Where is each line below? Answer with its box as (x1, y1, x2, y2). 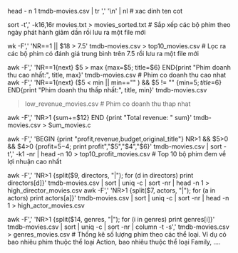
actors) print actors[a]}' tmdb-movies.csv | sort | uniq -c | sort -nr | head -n (7, 194, 229, 202)
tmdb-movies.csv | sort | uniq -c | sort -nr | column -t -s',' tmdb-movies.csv (7, 222, 229, 231)
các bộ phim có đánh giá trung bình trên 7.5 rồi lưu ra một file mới (7, 50, 200, 58)
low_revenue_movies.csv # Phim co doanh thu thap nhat (24, 99, 191, 108)
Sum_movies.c (48, 121, 91, 129)
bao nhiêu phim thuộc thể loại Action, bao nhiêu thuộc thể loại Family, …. (7, 238, 221, 246)
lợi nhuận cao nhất (7, 157, 62, 166)
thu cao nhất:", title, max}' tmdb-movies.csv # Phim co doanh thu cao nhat (7, 71, 227, 79)
